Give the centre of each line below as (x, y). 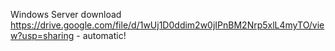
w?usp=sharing (42, 35)
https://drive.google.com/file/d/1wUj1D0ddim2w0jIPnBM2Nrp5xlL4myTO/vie (167, 25)
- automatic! (101, 35)
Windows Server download (66, 14)
